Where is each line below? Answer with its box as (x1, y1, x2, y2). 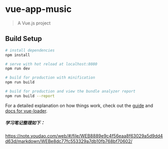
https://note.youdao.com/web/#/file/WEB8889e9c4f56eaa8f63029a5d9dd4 (5, 132, 163, 138)
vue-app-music (5, 3, 72, 15)
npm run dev (5, 66, 30, 71)
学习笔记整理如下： (5, 120, 45, 126)
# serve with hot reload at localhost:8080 (5, 61, 98, 66)
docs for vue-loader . (5, 107, 48, 113)
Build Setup (5, 34, 42, 43)
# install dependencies (5, 47, 55, 53)
